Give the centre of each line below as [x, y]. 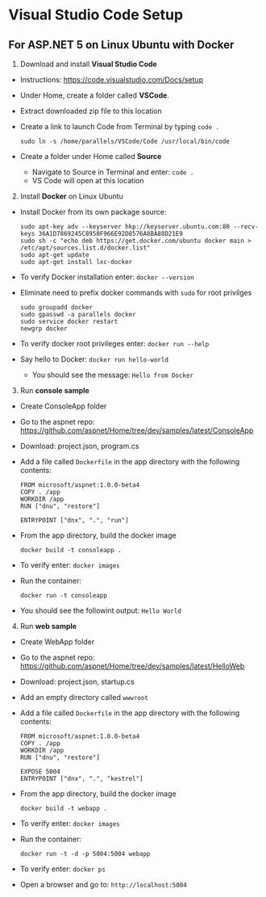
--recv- [246, 227]
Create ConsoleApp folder [63, 406]
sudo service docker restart [69, 321]
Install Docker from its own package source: [93, 212]
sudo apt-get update [54, 255]
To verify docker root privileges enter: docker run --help [114, 344]
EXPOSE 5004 [40, 772]
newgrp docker [44, 329]
